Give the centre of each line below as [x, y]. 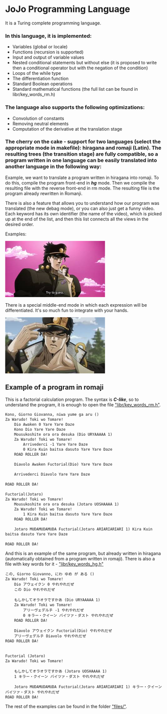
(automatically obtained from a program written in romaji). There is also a [80, 558]
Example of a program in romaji [54, 387]
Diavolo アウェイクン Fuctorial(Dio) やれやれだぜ [63, 631]
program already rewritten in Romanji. [44, 193]
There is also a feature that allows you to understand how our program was [82, 203]
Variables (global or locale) [40, 47]
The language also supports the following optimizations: [75, 107]
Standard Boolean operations [42, 84]
